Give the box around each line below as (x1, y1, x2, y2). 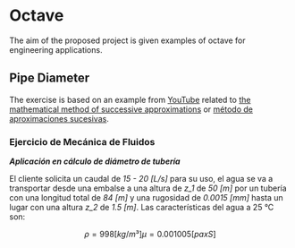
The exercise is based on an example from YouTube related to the (9, 94, 251, 105)
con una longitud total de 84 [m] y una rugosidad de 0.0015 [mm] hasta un (9, 192, 283, 203)
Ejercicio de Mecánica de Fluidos (9, 135, 156, 148)
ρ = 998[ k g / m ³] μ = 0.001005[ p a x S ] (84, 229, 216, 240)
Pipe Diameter (9, 71, 90, 86)
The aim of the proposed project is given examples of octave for (9, 35, 246, 46)
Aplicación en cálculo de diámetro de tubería (9, 156, 181, 167)
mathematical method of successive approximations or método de (9, 104, 253, 115)
